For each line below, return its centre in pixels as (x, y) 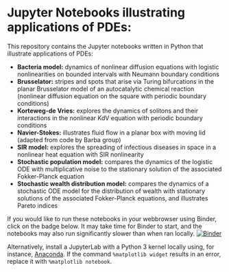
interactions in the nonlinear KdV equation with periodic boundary (110, 117)
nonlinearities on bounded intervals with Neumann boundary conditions (118, 74)
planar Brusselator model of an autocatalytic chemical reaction (106, 89)
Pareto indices (37, 205)
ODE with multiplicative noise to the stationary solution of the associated (119, 169)
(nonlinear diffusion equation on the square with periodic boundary (112, 96)
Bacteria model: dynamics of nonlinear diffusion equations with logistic (118, 67)
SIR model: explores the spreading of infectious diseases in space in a (117, 147)
